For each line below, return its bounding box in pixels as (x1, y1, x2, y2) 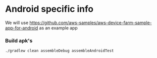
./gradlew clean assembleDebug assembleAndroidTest (5, 48, 114, 54)
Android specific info (5, 3, 94, 15)
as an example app (39, 25, 78, 30)
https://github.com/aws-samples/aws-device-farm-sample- (29, 20, 152, 26)
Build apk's (5, 37, 33, 44)
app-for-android (5, 25, 38, 30)
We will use (5, 20, 29, 26)
